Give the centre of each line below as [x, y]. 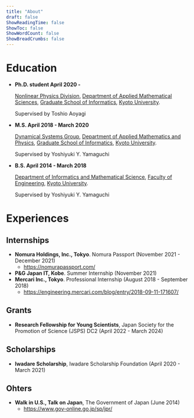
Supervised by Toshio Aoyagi [50, 113]
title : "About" [25, 11]
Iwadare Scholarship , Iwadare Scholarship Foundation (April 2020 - [97, 364]
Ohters [19, 388]
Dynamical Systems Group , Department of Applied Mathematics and [98, 136]
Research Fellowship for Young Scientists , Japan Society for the [94, 324]
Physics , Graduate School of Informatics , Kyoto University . [86, 143]
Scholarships [31, 349]
